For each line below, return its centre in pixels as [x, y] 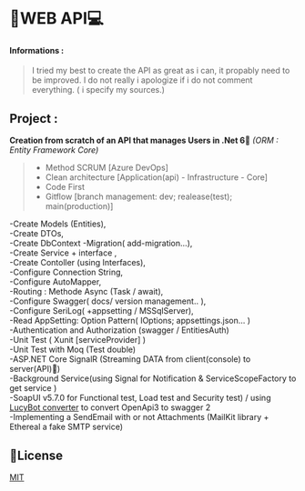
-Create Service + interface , [63, 253]
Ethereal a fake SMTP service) [66, 427]
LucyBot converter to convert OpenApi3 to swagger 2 [110, 407]
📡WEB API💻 [57, 19]
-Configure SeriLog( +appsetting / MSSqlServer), [102, 311]
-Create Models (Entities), [58, 224]
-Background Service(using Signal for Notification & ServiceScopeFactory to [153, 378]
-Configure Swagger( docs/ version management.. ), [108, 301]
